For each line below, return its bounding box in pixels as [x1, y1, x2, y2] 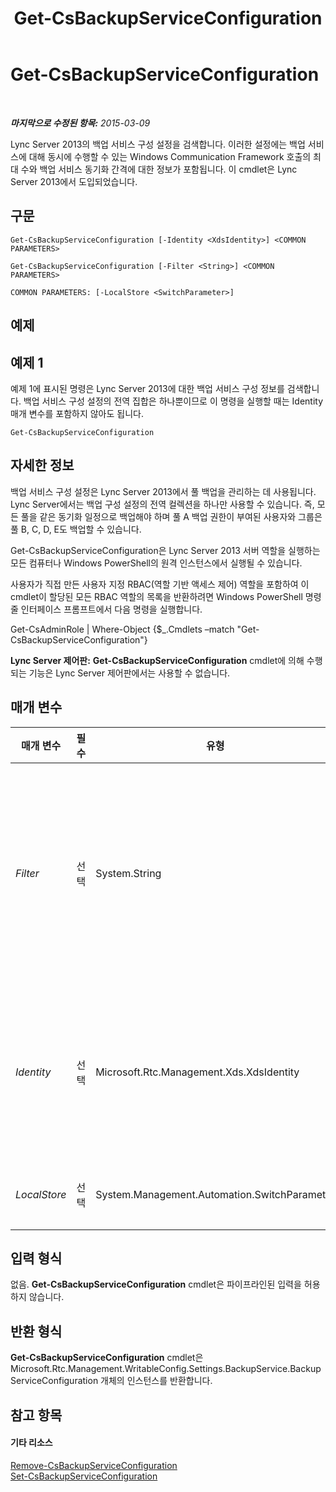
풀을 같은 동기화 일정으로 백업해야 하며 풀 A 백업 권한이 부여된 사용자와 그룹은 [20, 510, 323, 522]
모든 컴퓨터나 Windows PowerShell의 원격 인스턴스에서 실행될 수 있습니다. [10, 557, 303, 569]
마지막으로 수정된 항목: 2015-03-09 [10, 117, 151, 129]
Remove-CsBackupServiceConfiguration [10, 1459, 178, 1471]
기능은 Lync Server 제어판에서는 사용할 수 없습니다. [28, 667, 231, 679]
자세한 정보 [10, 457, 75, 474]
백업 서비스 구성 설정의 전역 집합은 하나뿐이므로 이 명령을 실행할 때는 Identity [23, 395, 324, 407]
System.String [95, 866, 162, 880]
